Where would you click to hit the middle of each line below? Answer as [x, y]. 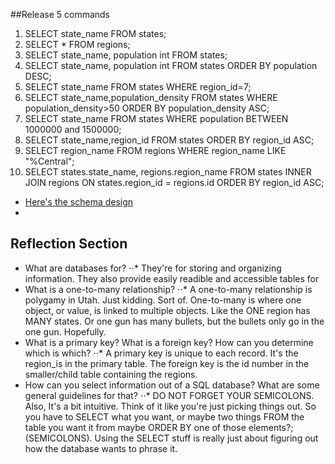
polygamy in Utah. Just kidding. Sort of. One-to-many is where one [163, 300]
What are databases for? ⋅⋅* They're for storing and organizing [153, 268]
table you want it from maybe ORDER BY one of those [135, 427]
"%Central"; [49, 161]
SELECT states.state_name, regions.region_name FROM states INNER [168, 172]
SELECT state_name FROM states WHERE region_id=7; [138, 87]
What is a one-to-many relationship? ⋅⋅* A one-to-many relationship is [168, 289]
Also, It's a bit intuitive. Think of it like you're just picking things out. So [170, 406]
